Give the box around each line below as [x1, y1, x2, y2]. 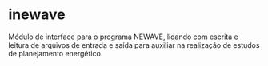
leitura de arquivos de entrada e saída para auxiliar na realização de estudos [8, 40, 260, 49]
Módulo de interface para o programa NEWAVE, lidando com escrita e [8, 32, 238, 41]
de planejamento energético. [8, 49, 103, 58]
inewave [8, 6, 66, 24]
